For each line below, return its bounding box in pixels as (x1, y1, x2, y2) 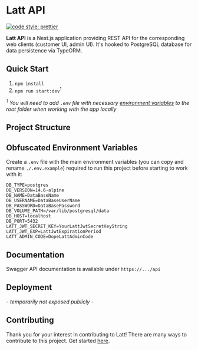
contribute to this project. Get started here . (6, 337, 110, 344)
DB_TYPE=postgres (6, 182, 49, 189)
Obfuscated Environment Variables (6, 143, 138, 153)
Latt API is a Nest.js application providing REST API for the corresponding (6, 34, 185, 41)
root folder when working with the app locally (6, 105, 117, 113)
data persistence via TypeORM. (6, 47, 82, 54)
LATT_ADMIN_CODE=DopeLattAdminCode (6, 234, 94, 240)
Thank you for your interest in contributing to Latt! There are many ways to (6, 331, 187, 338)
